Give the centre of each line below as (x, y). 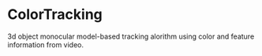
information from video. (46, 44)
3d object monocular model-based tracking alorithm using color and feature (131, 36)
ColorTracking (55, 15)
